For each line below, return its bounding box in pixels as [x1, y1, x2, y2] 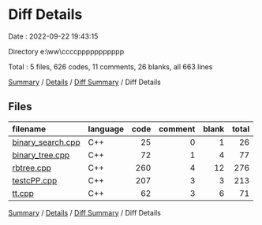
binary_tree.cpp [12, 149, 70, 160]
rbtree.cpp [12, 162, 51, 173]
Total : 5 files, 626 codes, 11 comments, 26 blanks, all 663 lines [8, 61, 213, 72]
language [88, 124, 125, 135]
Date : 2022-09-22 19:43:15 [8, 31, 99, 41]
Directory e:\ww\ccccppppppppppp [8, 46, 125, 56]
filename [12, 124, 47, 135]
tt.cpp [12, 187, 34, 198]
